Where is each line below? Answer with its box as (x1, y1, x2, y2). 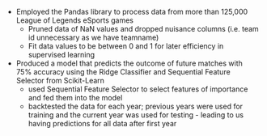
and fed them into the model (28, 93, 123, 102)
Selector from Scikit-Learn (15, 76, 105, 85)
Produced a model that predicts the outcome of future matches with (15, 58, 243, 68)
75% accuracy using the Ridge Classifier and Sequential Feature (15, 67, 231, 76)
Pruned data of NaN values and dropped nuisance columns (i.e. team (28, 24, 259, 33)
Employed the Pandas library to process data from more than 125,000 (15, 7, 248, 16)
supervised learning (28, 50, 95, 59)
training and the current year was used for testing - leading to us (28, 110, 244, 120)
